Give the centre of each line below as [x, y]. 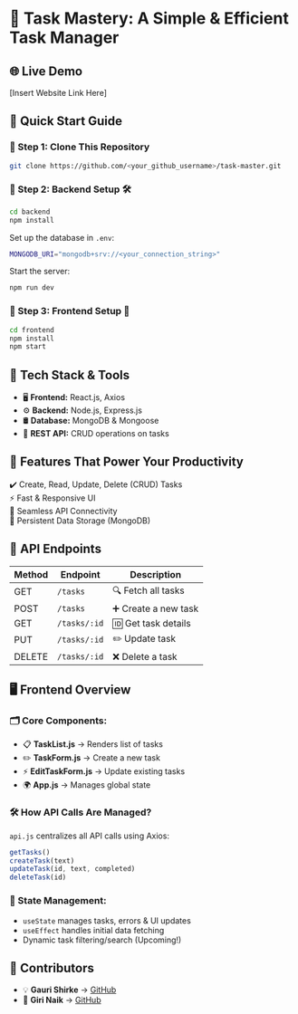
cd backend [30, 212]
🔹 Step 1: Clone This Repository [80, 147]
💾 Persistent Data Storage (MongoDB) [80, 521]
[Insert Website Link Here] [58, 93]
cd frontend [32, 330]
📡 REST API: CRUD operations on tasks [96, 434]
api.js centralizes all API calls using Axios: [90, 836]
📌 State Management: [58, 901]
